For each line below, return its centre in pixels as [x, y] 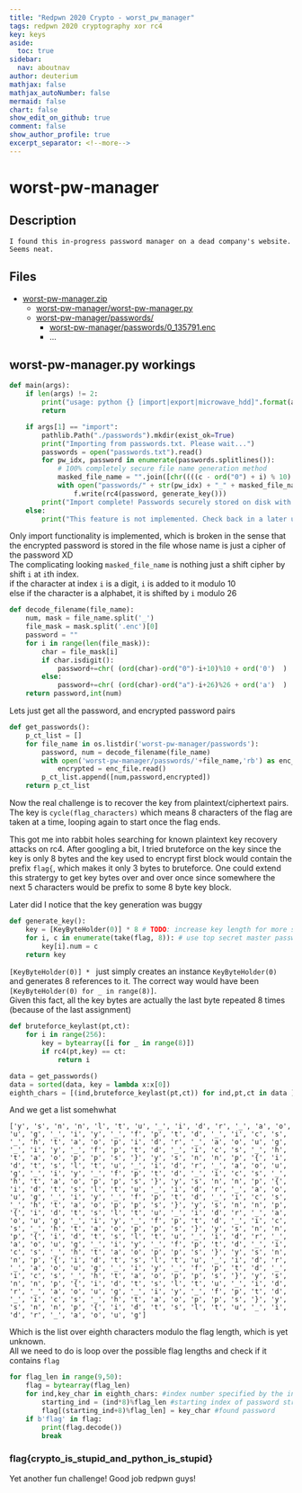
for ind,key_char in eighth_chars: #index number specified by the [154, 1394]
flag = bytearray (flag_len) [78, 1386]
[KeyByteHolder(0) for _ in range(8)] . [83, 991]
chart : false [34, 110]
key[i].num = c [70, 946]
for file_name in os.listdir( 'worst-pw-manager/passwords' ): [142, 744]
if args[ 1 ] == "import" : [72, 427]
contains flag [35, 1361]
